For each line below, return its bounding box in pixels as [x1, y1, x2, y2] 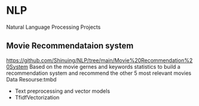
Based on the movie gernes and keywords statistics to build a [29, 63, 180, 70]
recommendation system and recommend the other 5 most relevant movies [6, 69, 192, 77]
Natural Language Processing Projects [6, 23, 101, 31]
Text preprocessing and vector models [14, 87, 111, 95]
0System [6, 63, 28, 70]
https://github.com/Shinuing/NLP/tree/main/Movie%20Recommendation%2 [6, 56, 193, 63]
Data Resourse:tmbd [6, 75, 57, 83]
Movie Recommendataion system [6, 41, 134, 51]
